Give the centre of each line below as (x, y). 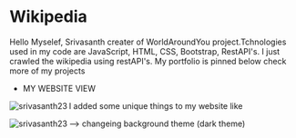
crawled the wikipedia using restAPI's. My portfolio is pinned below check (148, 61)
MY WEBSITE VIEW (59, 88)
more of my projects (47, 71)
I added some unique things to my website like (156, 105)
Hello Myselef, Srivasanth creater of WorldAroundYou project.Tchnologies (148, 42)
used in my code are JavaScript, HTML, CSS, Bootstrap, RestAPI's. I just (145, 51)
